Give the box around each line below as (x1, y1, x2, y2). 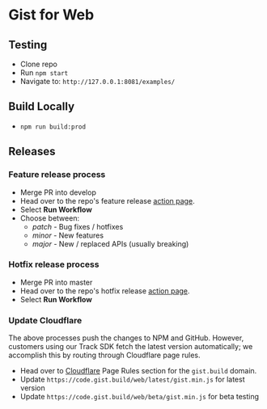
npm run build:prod (19, 123, 87, 131)
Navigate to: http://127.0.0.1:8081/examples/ (19, 77, 176, 86)
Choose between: (19, 213, 79, 223)
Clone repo (19, 59, 58, 69)
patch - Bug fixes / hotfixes (32, 221, 124, 231)
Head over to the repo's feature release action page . (19, 196, 196, 205)
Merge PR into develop (19, 188, 97, 197)
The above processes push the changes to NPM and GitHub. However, (8, 333, 244, 343)
